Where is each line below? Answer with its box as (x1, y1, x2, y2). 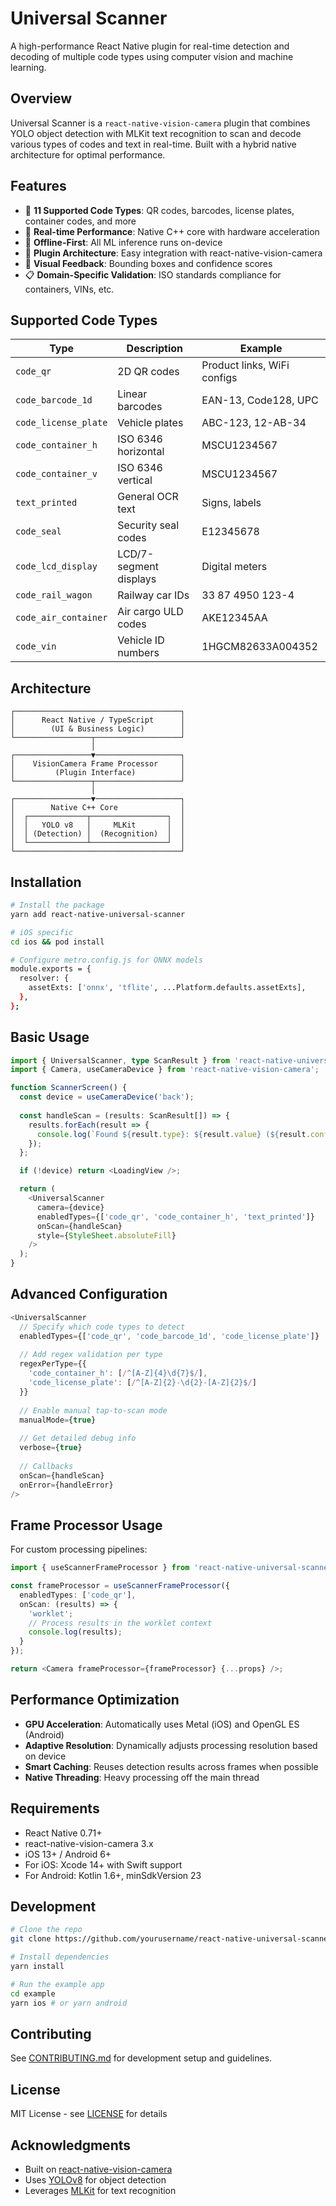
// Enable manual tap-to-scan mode (19, 1405, 168, 1416)
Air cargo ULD (117, 605, 184, 619)
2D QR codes (117, 365, 180, 379)
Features (10, 178, 67, 195)
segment (117, 560, 159, 574)
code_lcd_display (15, 561, 98, 572)
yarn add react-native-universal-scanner (10, 909, 186, 919)
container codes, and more (24, 215, 137, 227)
